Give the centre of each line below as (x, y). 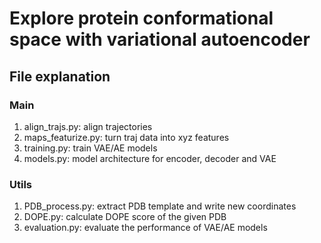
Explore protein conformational (141, 18)
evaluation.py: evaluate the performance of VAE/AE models (145, 228)
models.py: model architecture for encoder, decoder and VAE (150, 158)
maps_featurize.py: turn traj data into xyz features (126, 137)
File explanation (60, 76)
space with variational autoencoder (160, 39)
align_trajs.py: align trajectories (88, 126)
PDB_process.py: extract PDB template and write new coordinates (160, 206)
